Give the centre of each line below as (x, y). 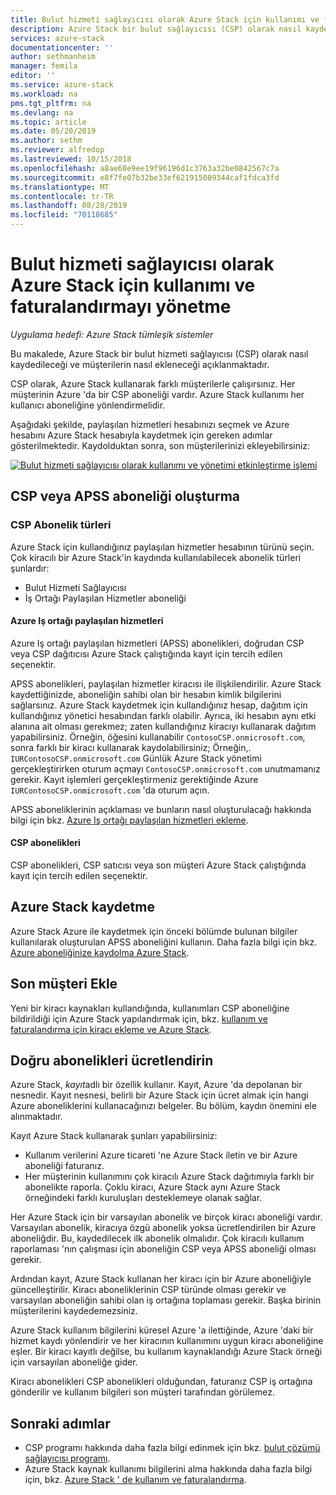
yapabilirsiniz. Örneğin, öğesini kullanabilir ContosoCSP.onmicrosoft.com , (158, 737)
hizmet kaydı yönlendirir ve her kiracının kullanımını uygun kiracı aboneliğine (167, 1341)
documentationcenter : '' (62, 47)
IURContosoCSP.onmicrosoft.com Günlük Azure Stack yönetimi (136, 758)
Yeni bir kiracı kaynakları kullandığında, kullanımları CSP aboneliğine (150, 1008)
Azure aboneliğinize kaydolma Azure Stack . (100, 952)
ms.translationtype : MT (60, 187)
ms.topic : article (48, 122)
